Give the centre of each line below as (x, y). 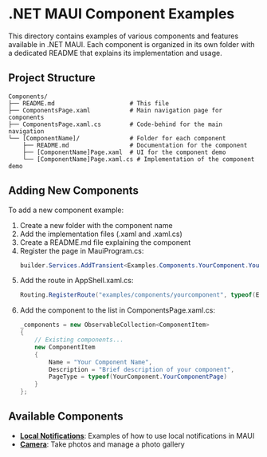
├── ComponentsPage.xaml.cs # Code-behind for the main (116, 124)
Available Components (66, 417)
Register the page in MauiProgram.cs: (82, 250)
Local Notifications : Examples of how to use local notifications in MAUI (137, 435)
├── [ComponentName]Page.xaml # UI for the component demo (124, 152)
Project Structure (52, 78)
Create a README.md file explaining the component (105, 242)
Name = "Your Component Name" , (101, 362)
